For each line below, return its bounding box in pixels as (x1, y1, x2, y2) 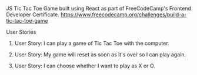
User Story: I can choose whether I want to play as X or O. (14, 62, 156, 69)
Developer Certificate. (6, 11, 60, 18)
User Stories (6, 28, 36, 35)
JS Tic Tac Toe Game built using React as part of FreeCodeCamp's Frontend (6, 5, 191, 12)
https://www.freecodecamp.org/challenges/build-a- (61, 11, 187, 18)
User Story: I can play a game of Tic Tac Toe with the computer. (14, 40, 169, 47)
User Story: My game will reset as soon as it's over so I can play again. (14, 51, 186, 58)
